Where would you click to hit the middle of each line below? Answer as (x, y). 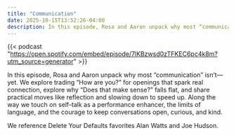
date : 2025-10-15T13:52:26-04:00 (56, 20)
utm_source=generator (40, 62)
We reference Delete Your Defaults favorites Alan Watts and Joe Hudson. (113, 126)
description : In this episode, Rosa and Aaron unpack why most (102, 27)
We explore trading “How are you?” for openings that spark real (112, 83)
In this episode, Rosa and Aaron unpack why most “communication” (105, 75)
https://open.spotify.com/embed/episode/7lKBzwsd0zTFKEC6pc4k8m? (114, 54)
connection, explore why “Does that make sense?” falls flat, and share (109, 90)
